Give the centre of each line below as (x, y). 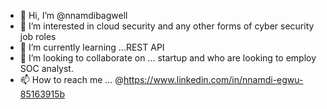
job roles (38, 36)
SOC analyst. (46, 68)
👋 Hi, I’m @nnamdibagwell (73, 15)
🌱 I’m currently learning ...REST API (92, 47)
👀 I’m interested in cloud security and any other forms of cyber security (167, 26)
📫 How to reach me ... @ (71, 79)
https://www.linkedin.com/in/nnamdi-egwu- (213, 79)
